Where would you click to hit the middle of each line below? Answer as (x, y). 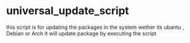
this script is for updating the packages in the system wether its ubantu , (95, 27)
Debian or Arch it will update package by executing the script (81, 33)
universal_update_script (68, 11)
